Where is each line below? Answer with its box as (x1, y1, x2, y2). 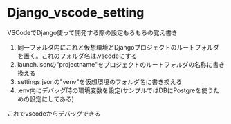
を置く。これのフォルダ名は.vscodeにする (17, 52, 138, 60)
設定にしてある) (29, 94, 75, 103)
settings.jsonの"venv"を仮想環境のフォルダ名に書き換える (17, 77, 182, 85)
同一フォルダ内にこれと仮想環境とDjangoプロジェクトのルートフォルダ (17, 43, 220, 51)
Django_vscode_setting (7, 5, 145, 21)
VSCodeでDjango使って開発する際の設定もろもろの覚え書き (7, 28, 178, 37)
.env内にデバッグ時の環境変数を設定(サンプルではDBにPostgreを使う (17, 86, 214, 94)
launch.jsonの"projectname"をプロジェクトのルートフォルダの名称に (17, 60, 213, 68)
